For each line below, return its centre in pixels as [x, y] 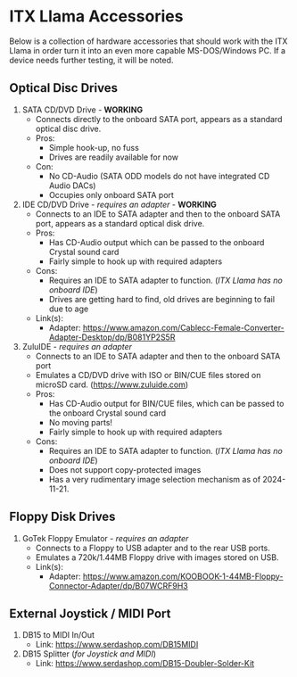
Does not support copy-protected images [125, 469]
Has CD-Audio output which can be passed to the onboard [157, 242]
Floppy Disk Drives [62, 517]
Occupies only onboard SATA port [111, 194]
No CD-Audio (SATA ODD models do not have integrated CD [159, 176]
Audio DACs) [72, 186]
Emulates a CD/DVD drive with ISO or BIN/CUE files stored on [148, 375]
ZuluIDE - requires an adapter [77, 346]
